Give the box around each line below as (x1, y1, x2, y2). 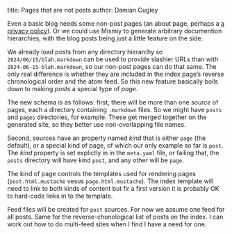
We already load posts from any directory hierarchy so (7, 48, 163, 56)
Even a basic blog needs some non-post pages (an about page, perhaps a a (7, 19, 224, 27)
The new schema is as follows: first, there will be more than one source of (7, 98, 219, 107)
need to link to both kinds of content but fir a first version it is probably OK (7, 185, 220, 192)
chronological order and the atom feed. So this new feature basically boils (7, 77, 219, 86)
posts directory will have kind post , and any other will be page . (7, 156, 184, 164)
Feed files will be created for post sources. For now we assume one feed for (7, 205, 225, 213)
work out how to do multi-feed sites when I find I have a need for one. (7, 220, 207, 228)
